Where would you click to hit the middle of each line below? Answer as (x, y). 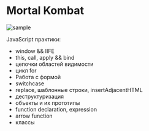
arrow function (34, 116)
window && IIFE (35, 51)
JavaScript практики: (34, 39)
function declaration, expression (56, 109)
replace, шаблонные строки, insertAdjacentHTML (79, 90)
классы (25, 122)
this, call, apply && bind (45, 57)
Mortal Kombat (45, 11)
